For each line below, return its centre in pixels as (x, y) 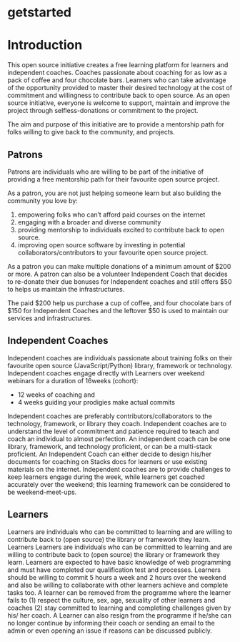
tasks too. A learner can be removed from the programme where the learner (119, 592)
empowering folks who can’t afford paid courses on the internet (111, 214)
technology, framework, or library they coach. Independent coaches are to (117, 423)
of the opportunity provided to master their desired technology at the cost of (120, 88)
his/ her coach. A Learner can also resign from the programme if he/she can (120, 615)
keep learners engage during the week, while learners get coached (106, 477)
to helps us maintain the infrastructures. (66, 289)
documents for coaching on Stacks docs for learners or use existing (107, 461)
